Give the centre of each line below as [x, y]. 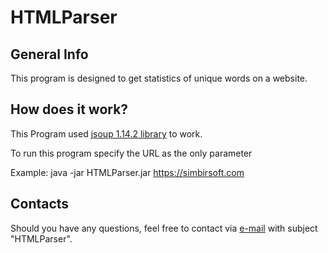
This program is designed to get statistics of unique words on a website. [159, 78]
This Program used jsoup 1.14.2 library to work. [106, 133]
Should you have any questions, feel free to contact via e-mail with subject [164, 228]
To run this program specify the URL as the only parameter [131, 153]
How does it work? [69, 109]
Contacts [40, 204]
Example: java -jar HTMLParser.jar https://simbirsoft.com [127, 172]
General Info [49, 54]
